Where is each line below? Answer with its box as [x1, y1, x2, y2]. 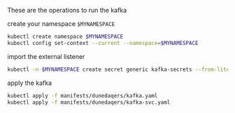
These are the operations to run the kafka [7, 6, 127, 14]
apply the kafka [7, 79, 52, 87]
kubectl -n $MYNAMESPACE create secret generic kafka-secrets [7, 66, 192, 73]
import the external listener [7, 52, 85, 60]
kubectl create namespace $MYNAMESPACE [7, 33, 124, 40]
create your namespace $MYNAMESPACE [7, 20, 115, 27]
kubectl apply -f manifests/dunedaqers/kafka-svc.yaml [7, 98, 171, 106]
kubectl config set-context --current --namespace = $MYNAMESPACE [7, 39, 199, 46]
